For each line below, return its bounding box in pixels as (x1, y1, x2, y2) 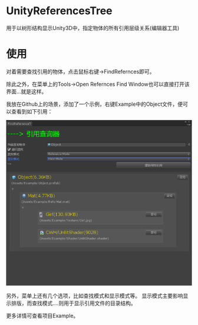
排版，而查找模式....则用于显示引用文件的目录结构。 (11, 300, 137, 307)
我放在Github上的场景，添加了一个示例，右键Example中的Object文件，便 (6, 100, 183, 108)
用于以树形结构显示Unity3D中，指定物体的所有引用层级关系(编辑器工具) (6, 24, 180, 31)
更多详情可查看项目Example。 (6, 312, 79, 319)
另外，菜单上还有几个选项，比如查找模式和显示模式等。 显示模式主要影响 (6, 292, 183, 299)
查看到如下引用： (11, 108, 53, 115)
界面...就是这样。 (6, 87, 47, 95)
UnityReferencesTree (6, 4, 113, 18)
